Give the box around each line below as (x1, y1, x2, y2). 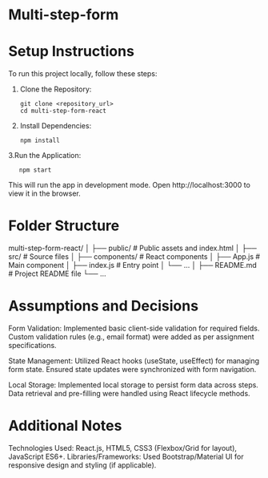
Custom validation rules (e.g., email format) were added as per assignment (8, 332, 254, 342)
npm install (19, 136, 60, 145)
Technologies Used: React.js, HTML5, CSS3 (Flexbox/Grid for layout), (8, 443, 238, 452)
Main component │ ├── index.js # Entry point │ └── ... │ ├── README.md (8, 261, 258, 270)
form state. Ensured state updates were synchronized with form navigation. (8, 365, 257, 374)
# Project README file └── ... (8, 269, 106, 278)
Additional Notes (8, 417, 122, 435)
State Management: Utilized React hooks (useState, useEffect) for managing (8, 356, 260, 366)
